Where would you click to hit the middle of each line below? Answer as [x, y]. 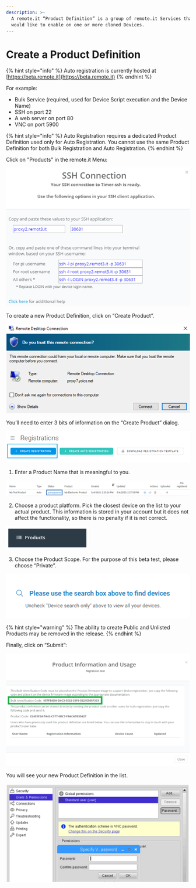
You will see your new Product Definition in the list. [67, 775]
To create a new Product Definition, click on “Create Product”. [80, 316]
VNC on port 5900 [37, 125]
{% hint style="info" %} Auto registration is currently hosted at [81, 71]
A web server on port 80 [44, 118]
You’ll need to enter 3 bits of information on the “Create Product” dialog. [93, 423]
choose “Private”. [35, 566]
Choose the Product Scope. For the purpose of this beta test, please [97, 559]
